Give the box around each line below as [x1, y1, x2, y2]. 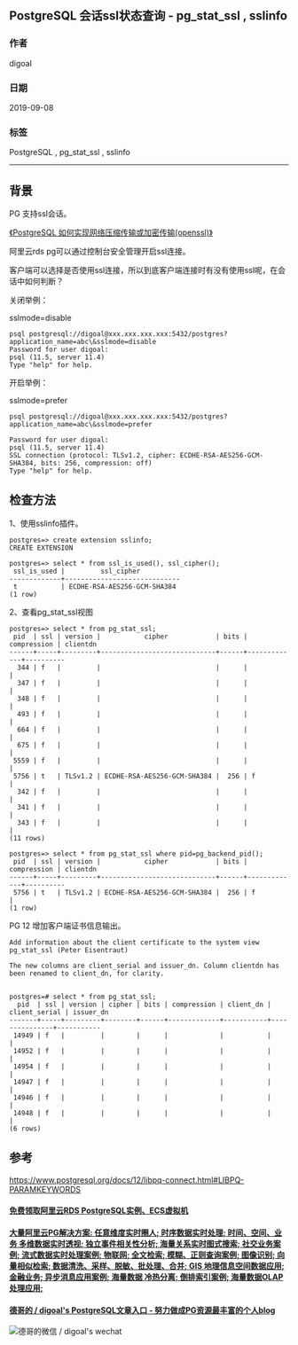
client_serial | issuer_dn [9, 1007, 109, 1017]
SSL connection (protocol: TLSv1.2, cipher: [9, 451, 176, 460]
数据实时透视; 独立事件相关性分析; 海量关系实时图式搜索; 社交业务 [34, 1238, 273, 1248]
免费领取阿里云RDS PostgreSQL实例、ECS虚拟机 [9, 1205, 189, 1216]
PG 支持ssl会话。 [9, 208, 72, 219]
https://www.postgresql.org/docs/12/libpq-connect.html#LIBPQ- [9, 1174, 245, 1185]
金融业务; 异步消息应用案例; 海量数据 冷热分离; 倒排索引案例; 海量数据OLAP [9, 1271, 284, 1282]
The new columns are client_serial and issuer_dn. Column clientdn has [9, 961, 279, 970]
